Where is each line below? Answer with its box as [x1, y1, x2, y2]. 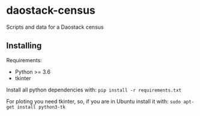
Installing [6, 41, 42, 51]
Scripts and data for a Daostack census [6, 23, 104, 30]
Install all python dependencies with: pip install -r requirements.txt [6, 86, 182, 93]
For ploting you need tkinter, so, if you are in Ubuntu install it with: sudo [6, 97, 181, 105]
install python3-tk [17, 104, 66, 110]
